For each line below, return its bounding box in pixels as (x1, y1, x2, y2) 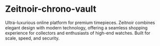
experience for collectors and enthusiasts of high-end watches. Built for (5, 30, 151, 36)
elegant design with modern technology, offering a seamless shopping (5, 24, 148, 30)
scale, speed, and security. (5, 35, 60, 41)
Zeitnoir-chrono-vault (5, 3, 97, 15)
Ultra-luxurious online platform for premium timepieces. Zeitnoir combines (5, 20, 156, 25)
